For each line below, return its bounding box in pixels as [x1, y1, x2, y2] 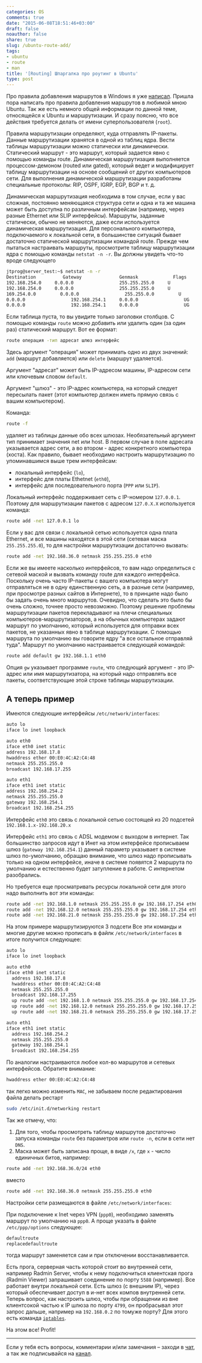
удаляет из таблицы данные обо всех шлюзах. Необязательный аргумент [6, 432, 196, 439]
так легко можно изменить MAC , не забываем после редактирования [6, 1088, 182, 1095]
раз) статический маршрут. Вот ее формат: [6, 326, 118, 333]
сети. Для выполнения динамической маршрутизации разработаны [6, 175, 182, 182]
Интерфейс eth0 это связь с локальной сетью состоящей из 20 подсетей [6, 816, 194, 823]
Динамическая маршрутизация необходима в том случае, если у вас [6, 193, 186, 200]
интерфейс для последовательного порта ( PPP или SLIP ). [14, 482, 161, 489]
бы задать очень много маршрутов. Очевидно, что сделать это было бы [6, 596, 192, 603]
